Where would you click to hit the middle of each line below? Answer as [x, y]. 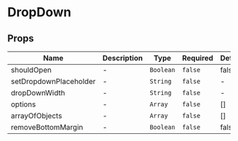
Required [198, 58]
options [23, 104]
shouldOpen [31, 70]
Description [123, 58]
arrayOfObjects [36, 116]
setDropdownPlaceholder [53, 81]
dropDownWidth [38, 93]
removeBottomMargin [47, 127]
